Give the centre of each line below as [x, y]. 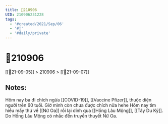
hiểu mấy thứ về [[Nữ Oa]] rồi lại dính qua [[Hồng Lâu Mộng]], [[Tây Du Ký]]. [84, 110]
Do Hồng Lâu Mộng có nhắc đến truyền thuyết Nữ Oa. [61, 115]
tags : [11, 19]
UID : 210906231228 [24, 15]
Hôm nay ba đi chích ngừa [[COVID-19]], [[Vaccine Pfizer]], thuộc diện [78, 100]
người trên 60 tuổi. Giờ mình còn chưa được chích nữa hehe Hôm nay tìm [81, 105]
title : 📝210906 [21, 10]
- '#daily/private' [30, 33]
